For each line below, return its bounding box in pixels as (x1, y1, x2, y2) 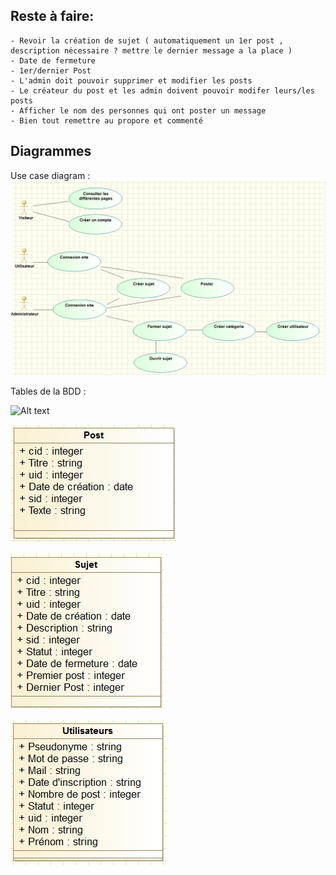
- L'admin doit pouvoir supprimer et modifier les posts (10, 75, 253, 86)
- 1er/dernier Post (10, 65, 92, 76)
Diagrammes (10, 143, 92, 160)
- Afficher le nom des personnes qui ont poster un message (10, 105, 267, 116)
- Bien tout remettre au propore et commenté (10, 115, 203, 126)
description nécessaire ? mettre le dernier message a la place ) (10, 45, 293, 56)
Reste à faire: (10, 8, 95, 25)
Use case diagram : (10, 169, 91, 181)
